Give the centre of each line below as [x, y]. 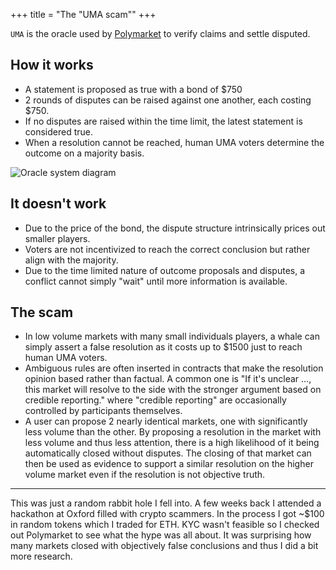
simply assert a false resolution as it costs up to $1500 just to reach [163, 347]
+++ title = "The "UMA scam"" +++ [83, 14]
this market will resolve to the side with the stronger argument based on [173, 390]
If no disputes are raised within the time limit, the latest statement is [163, 121]
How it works [52, 65]
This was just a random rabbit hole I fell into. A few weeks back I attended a [166, 503]
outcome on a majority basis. [84, 153]
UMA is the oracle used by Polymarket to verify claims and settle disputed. [160, 33]
